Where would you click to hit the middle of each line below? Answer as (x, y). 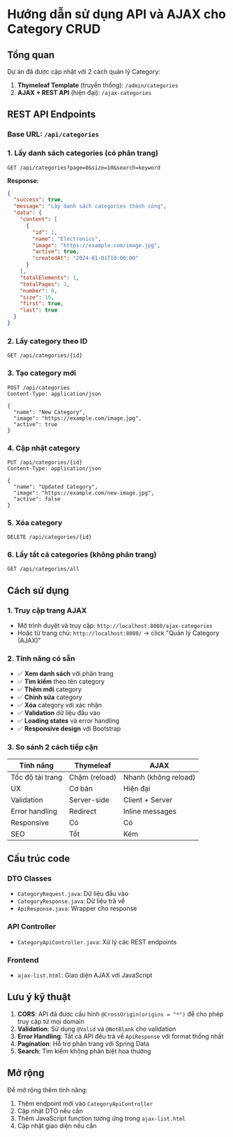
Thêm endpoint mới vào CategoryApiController (85, 1103)
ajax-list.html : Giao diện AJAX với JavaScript (85, 975)
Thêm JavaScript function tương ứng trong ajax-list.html (102, 1118)
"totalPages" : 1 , (45, 284)
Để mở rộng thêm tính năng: (47, 1090)
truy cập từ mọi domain (51, 1021)
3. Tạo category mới (42, 373)
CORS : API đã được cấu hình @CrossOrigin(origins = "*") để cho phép (120, 1014)
